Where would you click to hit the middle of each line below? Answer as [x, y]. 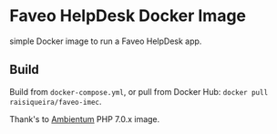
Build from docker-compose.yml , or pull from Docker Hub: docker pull [139, 91]
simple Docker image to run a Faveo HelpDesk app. [106, 41]
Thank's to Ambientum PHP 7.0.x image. [85, 119]
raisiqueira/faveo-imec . [56, 101]
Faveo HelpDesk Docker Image [128, 16]
